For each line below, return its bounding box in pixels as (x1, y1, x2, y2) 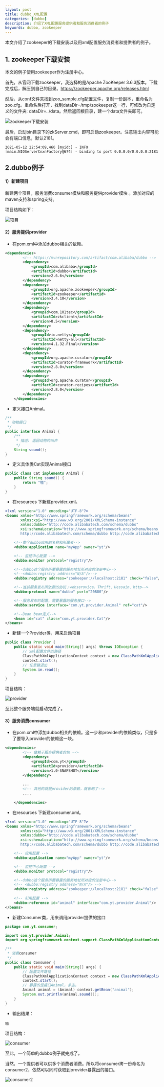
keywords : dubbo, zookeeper (5, 25, 62, 30)
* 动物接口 (7, 420, 27, 425)
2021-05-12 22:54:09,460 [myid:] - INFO (5, 145, 89, 150)
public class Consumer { (5, 960, 56, 965)
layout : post (5, 7, 32, 12)
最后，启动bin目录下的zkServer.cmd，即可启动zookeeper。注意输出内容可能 (5, 129, 159, 135)
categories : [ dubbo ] (5, 16, 47, 21)
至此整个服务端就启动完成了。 (5, 706, 65, 712)
